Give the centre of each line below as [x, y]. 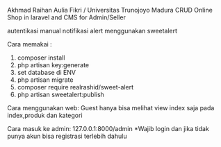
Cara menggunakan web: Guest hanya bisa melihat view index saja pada [111, 108]
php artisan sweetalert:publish [60, 94]
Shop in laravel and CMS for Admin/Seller [67, 17]
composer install [41, 58]
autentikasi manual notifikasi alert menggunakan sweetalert [92, 31]
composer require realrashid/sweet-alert [75, 87]
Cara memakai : [30, 44]
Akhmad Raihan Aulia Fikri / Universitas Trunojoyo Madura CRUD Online [110, 10]
